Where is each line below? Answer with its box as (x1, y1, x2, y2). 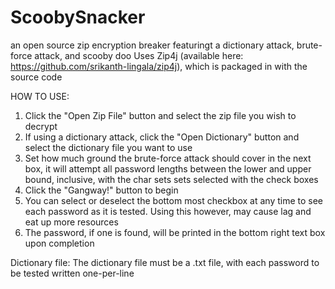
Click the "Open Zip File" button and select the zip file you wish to (24, 109, 297, 121)
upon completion (24, 237, 95, 249)
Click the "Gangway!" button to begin (24, 184, 179, 196)
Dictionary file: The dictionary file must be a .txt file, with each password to (10, 256, 320, 268)
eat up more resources (24, 216, 119, 228)
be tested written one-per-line (10, 267, 135, 279)
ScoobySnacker (10, 6, 146, 29)
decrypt (24, 120, 58, 132)
